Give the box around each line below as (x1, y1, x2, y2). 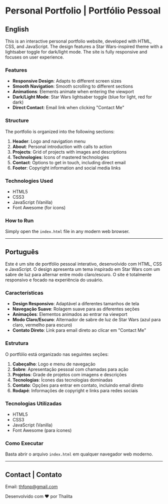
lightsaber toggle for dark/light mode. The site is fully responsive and (5, 49, 147, 55)
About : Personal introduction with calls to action (12, 143, 112, 150)
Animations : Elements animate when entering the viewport (12, 89, 134, 95)
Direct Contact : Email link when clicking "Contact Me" (12, 105, 124, 111)
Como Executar (5, 439, 43, 446)
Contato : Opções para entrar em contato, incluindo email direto (12, 382, 143, 388)
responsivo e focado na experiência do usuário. (5, 277, 103, 283)
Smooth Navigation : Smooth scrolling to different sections (12, 83, 133, 90)
